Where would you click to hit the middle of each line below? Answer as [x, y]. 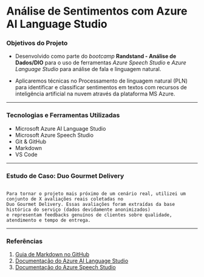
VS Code [26, 154]
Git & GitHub [31, 142]
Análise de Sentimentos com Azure [97, 11]
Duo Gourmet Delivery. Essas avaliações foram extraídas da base [90, 205]
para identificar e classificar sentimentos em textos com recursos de [101, 87]
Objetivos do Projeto [37, 43]
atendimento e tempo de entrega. [49, 221]
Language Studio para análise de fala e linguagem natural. [88, 69]
